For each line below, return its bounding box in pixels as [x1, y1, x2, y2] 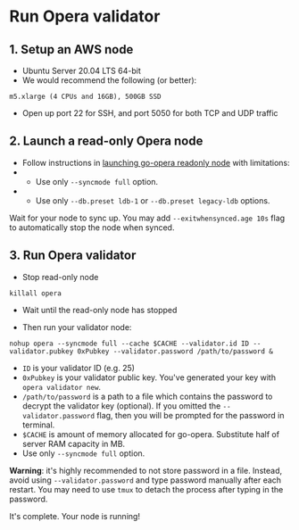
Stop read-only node [21, 271, 99, 282]
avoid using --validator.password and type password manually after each [9, 475, 282, 485]
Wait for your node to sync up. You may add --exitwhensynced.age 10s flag [9, 212, 286, 223]
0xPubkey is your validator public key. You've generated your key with [21, 372, 277, 383]
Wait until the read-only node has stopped [21, 304, 178, 315]
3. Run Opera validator [9, 248, 137, 263]
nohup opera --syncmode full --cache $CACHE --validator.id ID [9, 339, 250, 348]
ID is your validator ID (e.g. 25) [21, 362, 136, 373]
